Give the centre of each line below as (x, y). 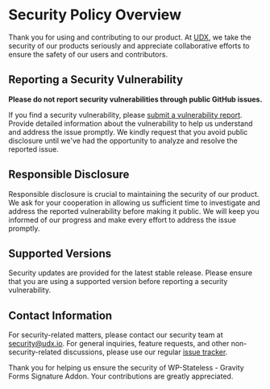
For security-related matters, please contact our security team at (116, 335)
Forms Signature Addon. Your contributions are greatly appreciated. (121, 376)
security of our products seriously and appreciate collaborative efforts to (129, 45)
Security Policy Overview (95, 15)
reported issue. (33, 149)
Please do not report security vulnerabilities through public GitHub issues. (135, 99)
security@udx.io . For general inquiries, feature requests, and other (119, 344)
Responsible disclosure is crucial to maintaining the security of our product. (134, 194)
